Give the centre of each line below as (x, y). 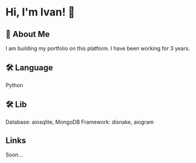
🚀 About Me (28, 34)
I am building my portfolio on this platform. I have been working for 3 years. (98, 48)
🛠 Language (29, 68)
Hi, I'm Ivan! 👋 (40, 12)
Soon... (14, 155)
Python (14, 85)
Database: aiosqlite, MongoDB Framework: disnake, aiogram (80, 122)
